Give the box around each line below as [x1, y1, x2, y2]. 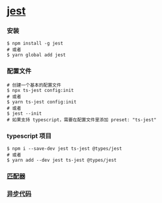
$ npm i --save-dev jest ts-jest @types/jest [7, 146, 122, 152]
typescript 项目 [7, 131, 52, 140]
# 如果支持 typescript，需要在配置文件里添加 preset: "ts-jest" [7, 116, 157, 123]
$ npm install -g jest [7, 41, 63, 47]
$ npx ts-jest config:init [7, 87, 74, 93]
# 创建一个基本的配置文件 [7, 82, 62, 88]
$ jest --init [7, 110, 42, 116]
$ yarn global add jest [7, 52, 66, 58]
